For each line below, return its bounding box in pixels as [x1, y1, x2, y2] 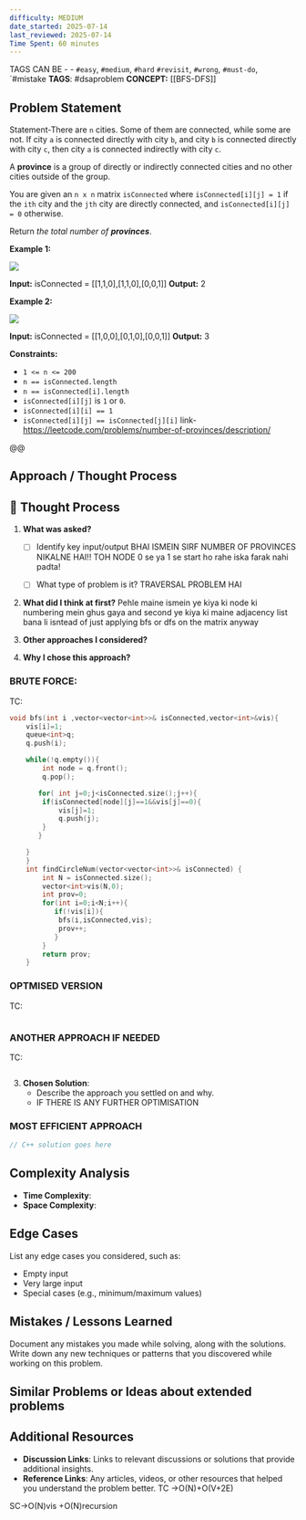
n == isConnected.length [22, 378, 117, 387]
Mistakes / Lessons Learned [9, 1314, 173, 1329]
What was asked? [22, 524, 92, 535]
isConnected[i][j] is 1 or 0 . [22, 395, 127, 406]
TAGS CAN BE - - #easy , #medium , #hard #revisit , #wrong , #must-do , [9, 64, 258, 75]
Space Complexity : [22, 1200, 97, 1211]
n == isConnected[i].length [22, 387, 129, 397]
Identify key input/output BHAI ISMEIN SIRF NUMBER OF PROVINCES [36, 541, 296, 552]
